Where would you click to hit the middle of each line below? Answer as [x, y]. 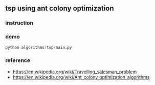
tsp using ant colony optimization [60, 8]
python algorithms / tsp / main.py [39, 47]
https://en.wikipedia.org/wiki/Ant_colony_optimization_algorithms [81, 77]
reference [18, 60]
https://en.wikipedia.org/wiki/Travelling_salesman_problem [75, 72]
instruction [19, 23]
